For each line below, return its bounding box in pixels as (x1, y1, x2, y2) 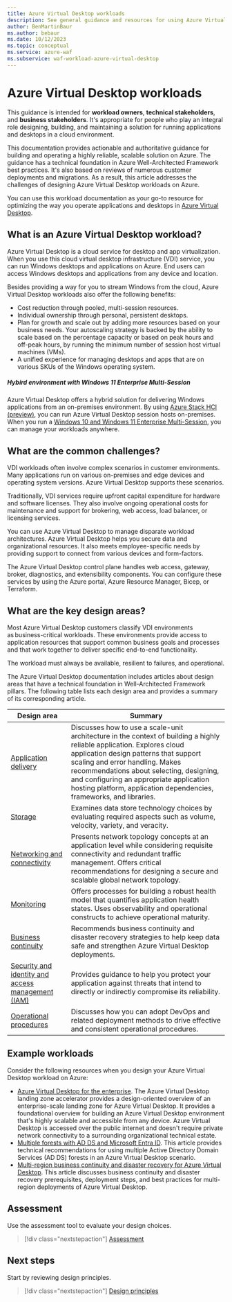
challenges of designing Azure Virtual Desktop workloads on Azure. (7, 180, 200, 189)
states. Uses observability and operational (70, 904, 208, 914)
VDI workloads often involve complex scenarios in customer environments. (7, 464, 220, 472)
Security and (10, 961, 52, 971)
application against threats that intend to (70, 978, 202, 988)
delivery (10, 762, 37, 772)
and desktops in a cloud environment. (7, 130, 115, 139)
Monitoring (10, 899, 46, 909)
